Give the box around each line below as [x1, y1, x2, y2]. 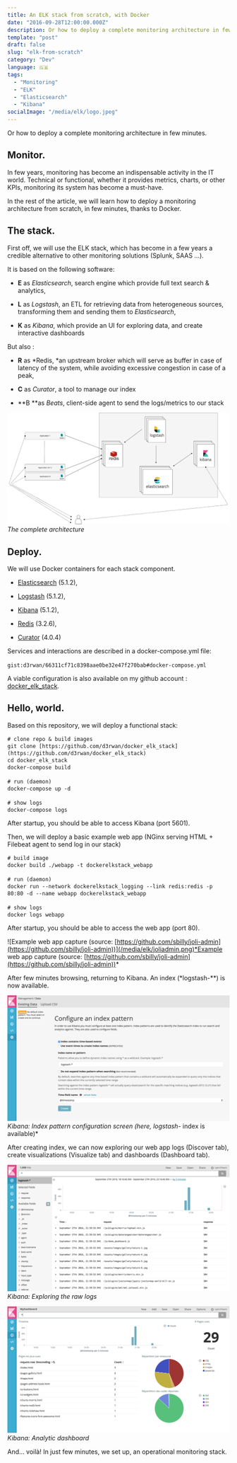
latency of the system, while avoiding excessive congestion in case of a [17, 363, 226, 372]
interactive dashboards [17, 328, 85, 337]
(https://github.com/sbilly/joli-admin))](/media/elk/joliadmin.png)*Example [7, 945, 223, 953]
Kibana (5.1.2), [17, 605, 59, 614]
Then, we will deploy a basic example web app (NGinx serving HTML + [7, 832, 214, 841]
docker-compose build [7, 764, 71, 771]
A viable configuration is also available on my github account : [7, 674, 188, 682]
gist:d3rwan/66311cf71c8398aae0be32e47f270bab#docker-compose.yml [7, 662, 207, 669]
